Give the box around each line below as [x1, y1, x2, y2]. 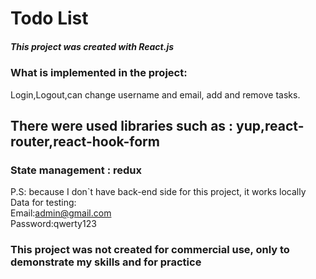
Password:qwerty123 [10, 218, 97, 230]
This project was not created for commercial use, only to [10, 243, 290, 257]
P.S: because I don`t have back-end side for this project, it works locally [10, 186, 307, 198]
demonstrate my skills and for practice [10, 255, 202, 269]
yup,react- [236, 117, 305, 134]
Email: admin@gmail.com [10, 207, 112, 219]
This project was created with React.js [10, 40, 175, 52]
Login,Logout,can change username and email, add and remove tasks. [10, 88, 301, 101]
